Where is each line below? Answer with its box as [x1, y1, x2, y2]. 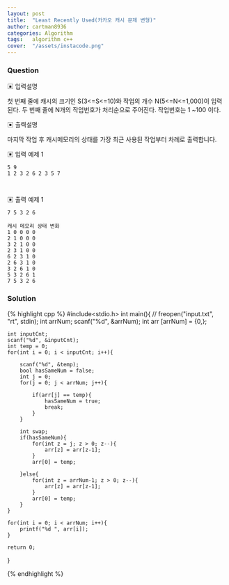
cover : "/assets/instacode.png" [7, 42, 104, 49]
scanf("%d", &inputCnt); [7, 336, 79, 343]
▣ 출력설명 [7, 120, 38, 129]
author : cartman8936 [7, 23, 68, 30]
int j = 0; [19, 373, 52, 380]
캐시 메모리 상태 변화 [7, 223, 60, 230]
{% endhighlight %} [7, 569, 64, 578]
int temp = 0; [7, 343, 49, 350]
